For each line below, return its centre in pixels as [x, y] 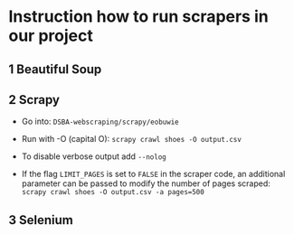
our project [51, 36]
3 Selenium [41, 220]
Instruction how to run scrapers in [138, 17]
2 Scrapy [34, 100]
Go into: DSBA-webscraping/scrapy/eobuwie [100, 122]
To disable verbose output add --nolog [94, 156]
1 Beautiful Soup [55, 69]
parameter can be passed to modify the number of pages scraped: [146, 183]
